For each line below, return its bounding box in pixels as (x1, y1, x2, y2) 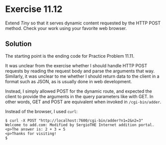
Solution (5, 40, 32, 48)
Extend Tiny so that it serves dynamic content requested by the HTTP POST (5, 20, 161, 26)
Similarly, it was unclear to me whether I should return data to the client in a (5, 73, 160, 79)
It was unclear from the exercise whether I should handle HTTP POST (5, 62, 148, 68)
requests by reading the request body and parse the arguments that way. (5, 68, 155, 74)
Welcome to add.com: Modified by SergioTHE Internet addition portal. (5, 122, 155, 128)
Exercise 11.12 (5, 3, 63, 15)
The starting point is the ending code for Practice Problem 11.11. (5, 53, 135, 59)
